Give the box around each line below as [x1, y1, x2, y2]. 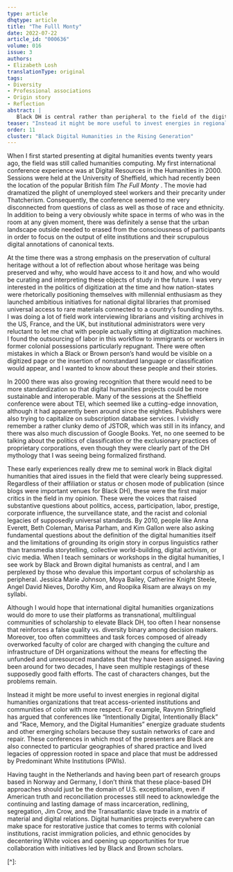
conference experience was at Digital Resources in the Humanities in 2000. [7, 166, 223, 175]
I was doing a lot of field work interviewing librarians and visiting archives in [7, 313, 224, 321]
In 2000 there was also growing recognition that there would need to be [7, 377, 213, 386]
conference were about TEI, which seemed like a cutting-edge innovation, [7, 400, 218, 408]
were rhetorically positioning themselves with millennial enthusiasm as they [7, 291, 223, 299]
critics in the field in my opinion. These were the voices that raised [7, 494, 197, 503]
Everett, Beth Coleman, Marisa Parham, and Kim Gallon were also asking [7, 524, 214, 532]
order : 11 [7, 126, 36, 133]
